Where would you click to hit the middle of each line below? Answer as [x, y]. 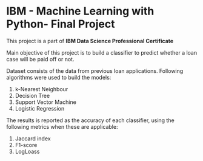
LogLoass [27, 151]
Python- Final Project [61, 24]
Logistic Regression [40, 108]
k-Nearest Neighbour [42, 89]
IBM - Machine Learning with [80, 11]
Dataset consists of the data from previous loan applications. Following [95, 70]
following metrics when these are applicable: [62, 126]
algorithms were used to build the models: [59, 77]
